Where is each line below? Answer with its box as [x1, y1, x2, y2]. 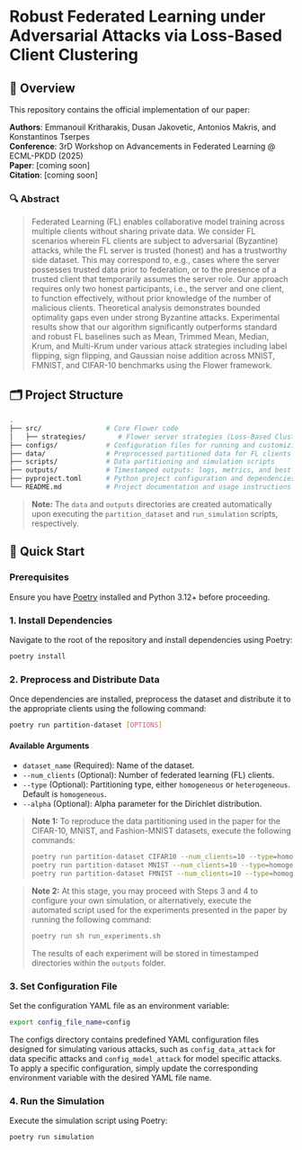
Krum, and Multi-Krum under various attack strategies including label [31, 340, 288, 352]
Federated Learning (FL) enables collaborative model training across [31, 216, 285, 227]
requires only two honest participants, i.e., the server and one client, [31, 284, 285, 294]
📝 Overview [9, 80, 75, 95]
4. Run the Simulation [9, 1094, 105, 1107]
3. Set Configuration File [9, 980, 118, 992]
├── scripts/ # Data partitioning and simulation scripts [9, 457, 276, 466]
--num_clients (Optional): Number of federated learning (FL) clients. [22, 770, 275, 781]
